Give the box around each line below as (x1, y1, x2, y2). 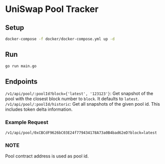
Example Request (5, 119, 48, 126)
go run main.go (5, 63, 37, 68)
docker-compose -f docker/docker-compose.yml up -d (5, 36, 115, 41)
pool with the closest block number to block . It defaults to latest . (5, 96, 140, 102)
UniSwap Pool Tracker (5, 3, 99, 15)
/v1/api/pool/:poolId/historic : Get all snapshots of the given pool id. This (5, 101, 161, 107)
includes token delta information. (5, 106, 73, 113)
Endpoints (5, 77, 38, 86)
